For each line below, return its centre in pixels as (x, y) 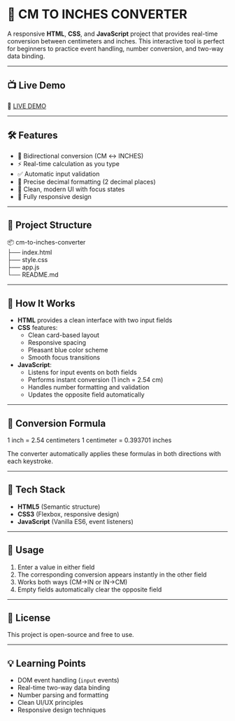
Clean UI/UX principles (50, 703)
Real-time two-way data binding (64, 688)
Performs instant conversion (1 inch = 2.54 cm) (95, 380)
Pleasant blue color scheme (68, 350)
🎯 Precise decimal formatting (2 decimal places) (86, 181)
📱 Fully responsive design (55, 196)
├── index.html (30, 252)
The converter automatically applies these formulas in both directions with (114, 454)
